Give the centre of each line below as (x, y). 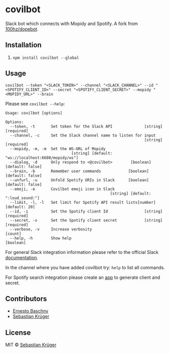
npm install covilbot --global (46, 58)
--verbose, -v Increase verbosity (51, 229)
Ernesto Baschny (30, 311)
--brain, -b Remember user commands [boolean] (79, 171)
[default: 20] (20, 207)
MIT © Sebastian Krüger (31, 345)
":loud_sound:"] (22, 198)
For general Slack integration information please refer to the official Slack (82, 252)
